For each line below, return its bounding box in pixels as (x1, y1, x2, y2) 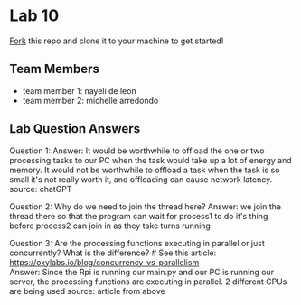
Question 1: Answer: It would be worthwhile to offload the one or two (9, 145, 265, 156)
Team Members (9, 61, 99, 77)
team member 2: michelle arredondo (22, 95, 159, 106)
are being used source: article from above (9, 285, 165, 296)
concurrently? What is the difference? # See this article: (9, 247, 217, 258)
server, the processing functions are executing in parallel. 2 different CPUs (9, 276, 287, 287)
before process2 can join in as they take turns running (9, 220, 211, 231)
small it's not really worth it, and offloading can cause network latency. (9, 173, 273, 185)
